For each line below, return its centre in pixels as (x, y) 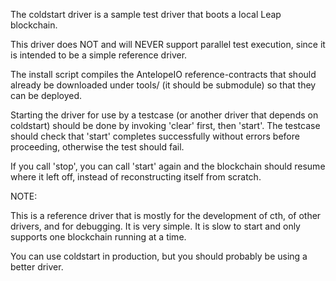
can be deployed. (46, 95)
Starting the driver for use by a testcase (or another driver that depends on (164, 115)
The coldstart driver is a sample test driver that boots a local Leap (146, 14)
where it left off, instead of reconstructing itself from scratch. (136, 177)
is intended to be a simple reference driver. (99, 55)
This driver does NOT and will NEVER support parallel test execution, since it (168, 44)
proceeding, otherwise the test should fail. (97, 147)
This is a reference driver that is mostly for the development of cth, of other (166, 215)
